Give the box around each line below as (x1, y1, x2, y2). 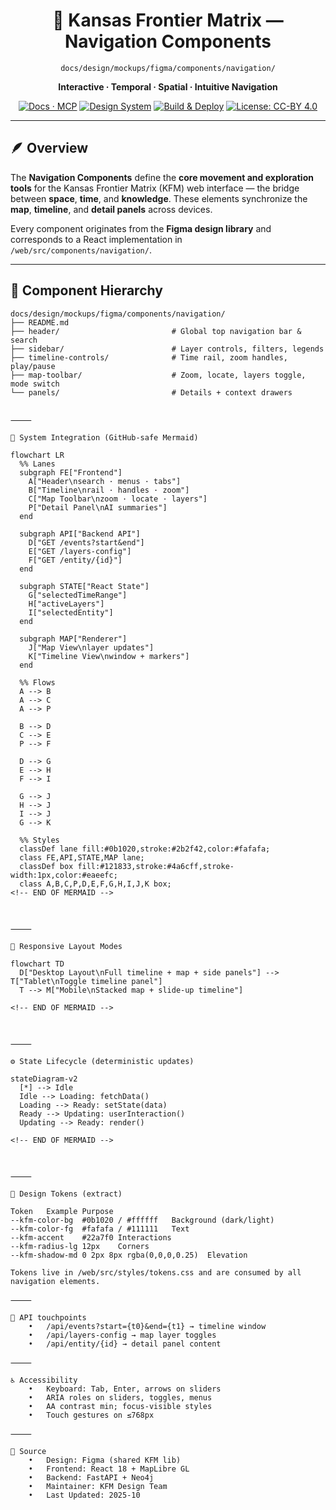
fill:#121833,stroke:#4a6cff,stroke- (77, 861, 235, 871)
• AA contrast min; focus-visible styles (28, 1401, 213, 1411)
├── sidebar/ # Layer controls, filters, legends (10, 344, 325, 354)
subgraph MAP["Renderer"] (19, 634, 128, 644)
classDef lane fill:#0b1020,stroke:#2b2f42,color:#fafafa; (19, 844, 271, 854)
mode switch (10, 379, 60, 389)
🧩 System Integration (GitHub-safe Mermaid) (10, 432, 199, 443)
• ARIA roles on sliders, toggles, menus (28, 1392, 213, 1403)
